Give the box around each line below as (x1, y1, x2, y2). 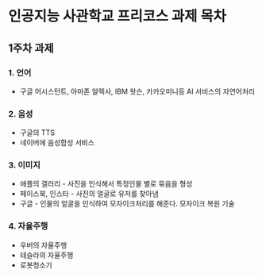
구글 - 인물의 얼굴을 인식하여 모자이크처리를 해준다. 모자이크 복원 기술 (19, 199, 236, 209)
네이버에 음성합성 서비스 (19, 138, 95, 148)
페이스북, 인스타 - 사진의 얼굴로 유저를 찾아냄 (19, 189, 159, 198)
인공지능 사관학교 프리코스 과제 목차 (8, 7, 226, 25)
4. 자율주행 (8, 221, 48, 232)
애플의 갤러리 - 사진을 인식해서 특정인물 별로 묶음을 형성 (19, 179, 193, 189)
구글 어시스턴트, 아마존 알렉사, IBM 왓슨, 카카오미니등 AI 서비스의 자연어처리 (19, 87, 256, 96)
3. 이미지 (8, 160, 41, 171)
